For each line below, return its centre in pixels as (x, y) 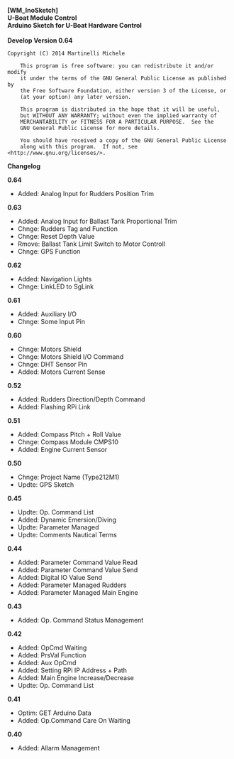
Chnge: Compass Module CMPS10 (68, 442)
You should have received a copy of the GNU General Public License (123, 141)
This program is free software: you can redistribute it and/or (117, 66)
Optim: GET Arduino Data (55, 713)
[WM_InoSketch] (33, 10)
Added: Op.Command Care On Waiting (74, 720)
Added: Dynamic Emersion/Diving (67, 520)
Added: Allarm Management (58, 748)
